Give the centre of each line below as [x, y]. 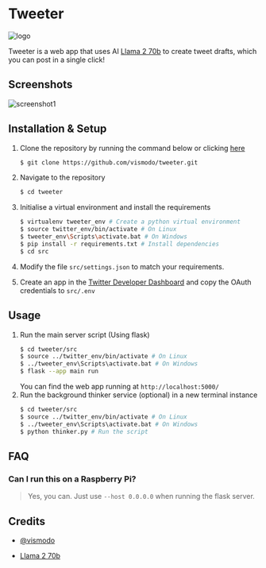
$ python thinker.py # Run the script [84, 431]
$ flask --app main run [59, 371]
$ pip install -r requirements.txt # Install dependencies [120, 244]
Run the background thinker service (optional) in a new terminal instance [139, 395]
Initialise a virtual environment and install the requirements [115, 207]
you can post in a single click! [57, 60]
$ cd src [34, 251]
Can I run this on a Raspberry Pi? [72, 479]
